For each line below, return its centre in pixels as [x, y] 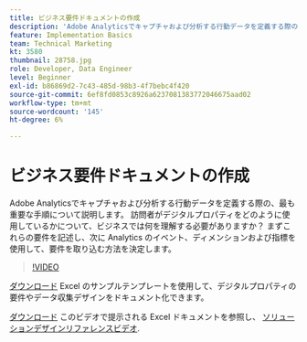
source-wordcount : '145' [57, 112]
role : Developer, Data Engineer [71, 69]
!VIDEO [45, 267]
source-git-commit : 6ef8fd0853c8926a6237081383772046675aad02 [130, 94]
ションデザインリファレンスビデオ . [74, 328]
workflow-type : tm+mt [51, 103]
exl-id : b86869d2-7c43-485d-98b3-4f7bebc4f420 [100, 86]
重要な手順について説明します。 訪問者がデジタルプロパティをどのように [146, 215]
